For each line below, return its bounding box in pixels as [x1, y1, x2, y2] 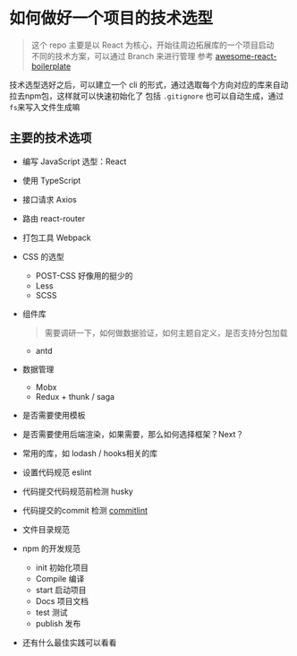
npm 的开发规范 [21, 543, 81, 554]
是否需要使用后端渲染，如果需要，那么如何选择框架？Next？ [21, 428, 244, 439]
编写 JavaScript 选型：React [21, 156, 127, 167]
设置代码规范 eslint [21, 467, 92, 478]
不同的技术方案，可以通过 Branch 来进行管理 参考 [30, 50, 214, 61]
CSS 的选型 [21, 251, 64, 262]
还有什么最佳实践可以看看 [21, 637, 117, 648]
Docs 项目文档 [35, 595, 89, 606]
